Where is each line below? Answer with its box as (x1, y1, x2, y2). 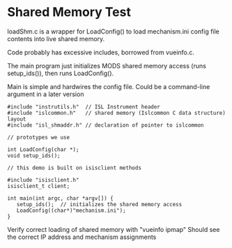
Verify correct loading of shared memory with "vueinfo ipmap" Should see (7, 225, 220, 233)
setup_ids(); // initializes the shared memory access (16, 201, 183, 208)
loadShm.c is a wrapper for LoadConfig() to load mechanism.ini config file (7, 27, 219, 36)
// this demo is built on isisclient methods (7, 164, 141, 171)
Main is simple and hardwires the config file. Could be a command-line (7, 82, 210, 91)
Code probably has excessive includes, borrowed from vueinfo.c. (7, 48, 195, 56)
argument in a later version (7, 90, 84, 98)
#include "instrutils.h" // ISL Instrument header (7, 103, 160, 110)
